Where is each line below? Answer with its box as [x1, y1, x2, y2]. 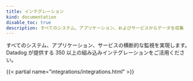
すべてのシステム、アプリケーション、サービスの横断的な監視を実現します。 [6, 42, 190, 49]
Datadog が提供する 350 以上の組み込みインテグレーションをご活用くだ [6, 49, 180, 56]
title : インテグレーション [6, 8, 64, 15]
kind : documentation [6, 14, 57, 20]
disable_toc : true [6, 19, 51, 25]
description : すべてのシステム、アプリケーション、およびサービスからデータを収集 [6, 25, 184, 31]
